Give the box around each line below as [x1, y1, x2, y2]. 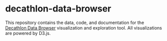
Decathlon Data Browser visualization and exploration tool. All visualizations [5, 24, 162, 30]
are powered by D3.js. [5, 30, 51, 36]
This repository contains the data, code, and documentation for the [5, 19, 144, 25]
